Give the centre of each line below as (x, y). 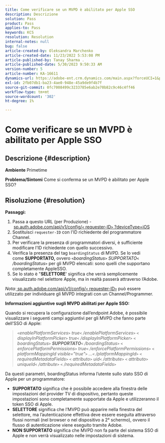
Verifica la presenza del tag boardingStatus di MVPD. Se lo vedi (76, 253)
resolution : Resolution (29, 37)
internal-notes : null (27, 42)
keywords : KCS (20, 32)
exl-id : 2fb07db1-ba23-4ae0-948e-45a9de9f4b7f (54, 83)
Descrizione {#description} (48, 158)
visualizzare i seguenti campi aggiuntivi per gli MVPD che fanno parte (75, 318)
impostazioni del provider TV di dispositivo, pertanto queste (73, 393)
